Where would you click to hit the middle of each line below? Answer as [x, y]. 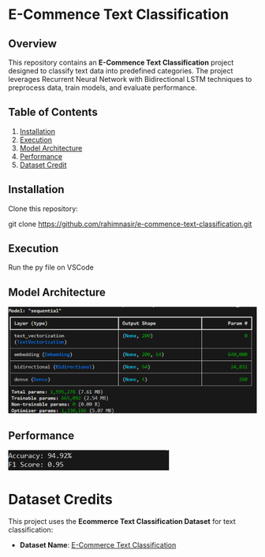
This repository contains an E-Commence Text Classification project [121, 62]
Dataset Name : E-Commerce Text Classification [98, 545]
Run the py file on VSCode [51, 267]
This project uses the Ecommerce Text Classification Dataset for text [122, 522]
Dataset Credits [60, 500]
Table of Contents [53, 112]
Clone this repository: [43, 208]
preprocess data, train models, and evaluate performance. [103, 87]
